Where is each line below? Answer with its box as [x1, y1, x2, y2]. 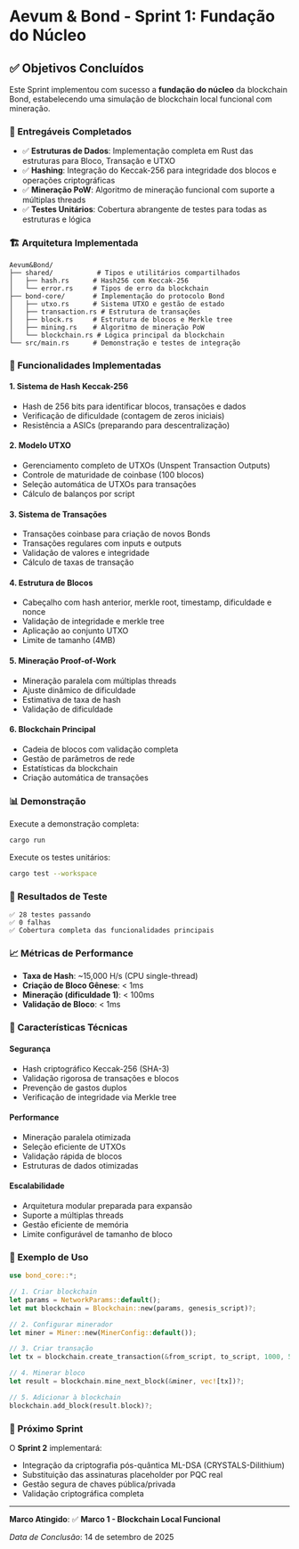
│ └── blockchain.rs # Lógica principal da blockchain [9, 330, 225, 339]
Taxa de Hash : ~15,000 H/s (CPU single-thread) [21, 971, 198, 982]
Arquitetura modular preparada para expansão [21, 1200, 193, 1211]
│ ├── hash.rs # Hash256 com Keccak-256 [9, 276, 190, 285]
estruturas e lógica [21, 214, 92, 224]
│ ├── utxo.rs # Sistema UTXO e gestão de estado [9, 299, 225, 308]
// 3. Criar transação [9, 1344, 93, 1353]
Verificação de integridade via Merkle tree [21, 1091, 177, 1102]
